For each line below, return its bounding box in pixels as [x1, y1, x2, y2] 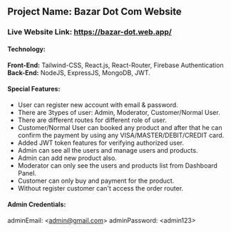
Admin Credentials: [7, 200, 66, 209]
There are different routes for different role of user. [17, 116, 168, 124]
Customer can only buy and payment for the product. [17, 176, 175, 185]
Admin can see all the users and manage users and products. [17, 146, 198, 154]
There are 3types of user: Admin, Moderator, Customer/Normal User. [17, 108, 220, 116]
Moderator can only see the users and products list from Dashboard [17, 161, 217, 170]
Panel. [17, 168, 37, 177]
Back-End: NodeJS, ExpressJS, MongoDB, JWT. [7, 68, 151, 77]
